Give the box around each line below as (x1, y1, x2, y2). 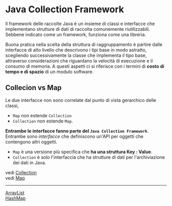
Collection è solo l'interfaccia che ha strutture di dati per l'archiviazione (12, 154, 165, 160)
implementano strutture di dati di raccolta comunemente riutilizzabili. (5, 26, 150, 32)
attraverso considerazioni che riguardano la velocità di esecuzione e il (5, 57, 153, 64)
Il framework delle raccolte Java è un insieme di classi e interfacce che (5, 20, 155, 27)
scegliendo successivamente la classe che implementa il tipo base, (5, 52, 147, 58)
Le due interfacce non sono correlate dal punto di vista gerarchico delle (5, 97, 157, 103)
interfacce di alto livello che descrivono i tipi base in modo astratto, (5, 47, 147, 53)
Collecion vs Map (5, 84, 62, 92)
